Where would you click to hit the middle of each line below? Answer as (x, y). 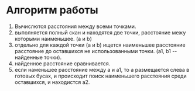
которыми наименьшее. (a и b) (53, 38)
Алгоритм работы (52, 10)
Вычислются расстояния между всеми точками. (75, 26)
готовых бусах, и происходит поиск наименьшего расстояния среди (100, 76)
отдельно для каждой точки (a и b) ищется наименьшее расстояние (100, 45)
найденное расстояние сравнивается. (62, 63)
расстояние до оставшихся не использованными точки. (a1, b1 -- (96, 51)
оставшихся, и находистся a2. (52, 82)
